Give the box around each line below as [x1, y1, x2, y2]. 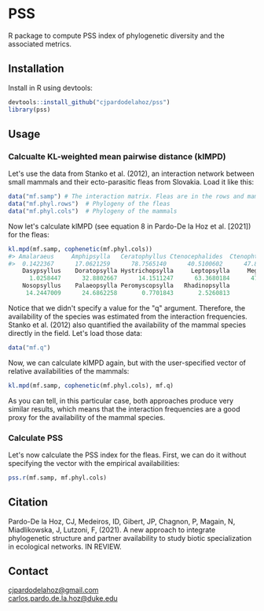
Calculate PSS [8, 432, 64, 443]
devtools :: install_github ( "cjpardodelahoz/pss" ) [8, 98, 170, 106]
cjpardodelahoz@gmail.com [8, 585, 99, 595]
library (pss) [8, 106, 51, 114]
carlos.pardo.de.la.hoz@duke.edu [8, 594, 118, 603]
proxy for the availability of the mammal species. [8, 412, 166, 422]
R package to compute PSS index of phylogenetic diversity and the [8, 31, 225, 40]
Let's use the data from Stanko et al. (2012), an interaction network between [8, 169, 255, 178]
